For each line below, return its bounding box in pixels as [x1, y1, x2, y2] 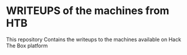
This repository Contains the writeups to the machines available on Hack [6, 36, 182, 43]
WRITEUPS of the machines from [6, 4, 169, 18]
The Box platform [6, 42, 48, 49]
